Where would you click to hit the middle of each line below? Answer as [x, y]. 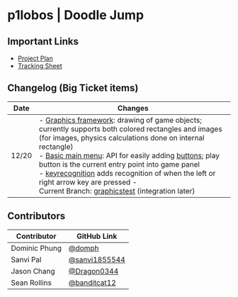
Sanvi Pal [26, 259]
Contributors [36, 216]
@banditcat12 [92, 282]
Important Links [43, 41]
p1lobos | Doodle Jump [75, 15]
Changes [133, 108]
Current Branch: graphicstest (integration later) [117, 191]
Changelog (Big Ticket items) [73, 88]
